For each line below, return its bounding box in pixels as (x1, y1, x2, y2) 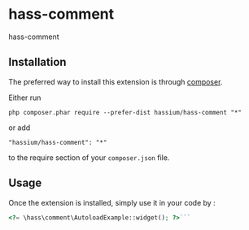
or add (8, 123, 31, 132)
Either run (8, 93, 41, 102)
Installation (8, 55, 67, 69)
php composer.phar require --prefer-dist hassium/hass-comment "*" (8, 108, 242, 116)
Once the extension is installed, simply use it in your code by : (8, 197, 216, 207)
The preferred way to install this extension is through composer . (8, 76, 223, 86)
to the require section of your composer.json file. (8, 152, 170, 163)
